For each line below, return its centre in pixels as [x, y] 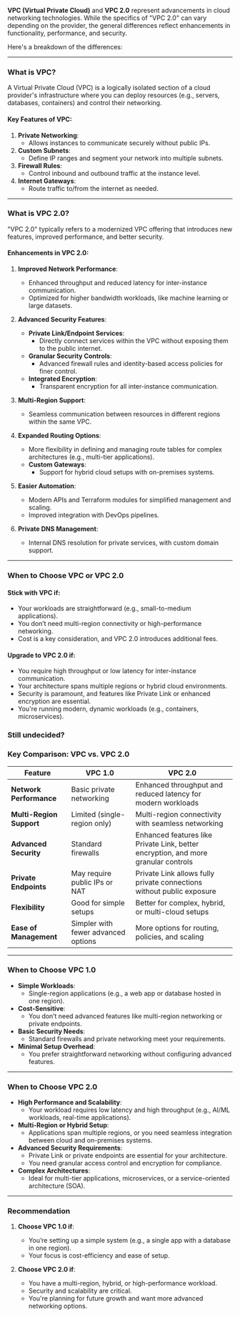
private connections [169, 882]
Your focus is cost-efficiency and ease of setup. [99, 1256]
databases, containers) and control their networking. [85, 103]
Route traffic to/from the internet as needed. [93, 188]
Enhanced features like [174, 835]
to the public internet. [71, 348]
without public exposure [176, 891]
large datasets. [50, 305]
